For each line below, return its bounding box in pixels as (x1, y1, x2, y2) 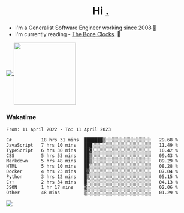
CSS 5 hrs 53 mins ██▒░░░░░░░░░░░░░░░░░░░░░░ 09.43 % (6, 153, 179, 159)
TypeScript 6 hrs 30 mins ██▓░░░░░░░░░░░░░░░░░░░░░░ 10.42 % (6, 147, 179, 154)
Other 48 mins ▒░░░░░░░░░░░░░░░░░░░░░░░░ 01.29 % (6, 190, 179, 196)
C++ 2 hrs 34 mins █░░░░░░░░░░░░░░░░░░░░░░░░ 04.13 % (6, 179, 179, 185)
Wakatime (6, 113, 37, 121)
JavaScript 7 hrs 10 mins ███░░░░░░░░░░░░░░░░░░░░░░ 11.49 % (6, 143, 179, 149)
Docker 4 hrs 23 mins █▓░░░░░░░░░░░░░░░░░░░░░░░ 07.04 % (6, 168, 179, 175)
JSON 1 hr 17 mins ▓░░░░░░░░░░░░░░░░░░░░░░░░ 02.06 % (6, 185, 179, 191)
